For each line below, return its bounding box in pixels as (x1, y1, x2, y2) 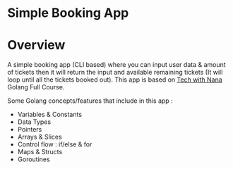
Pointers (17, 125, 42, 134)
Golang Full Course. (7, 83, 65, 92)
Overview (7, 37, 66, 54)
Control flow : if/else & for (17, 140, 92, 149)
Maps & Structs (17, 148, 63, 156)
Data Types (17, 118, 52, 126)
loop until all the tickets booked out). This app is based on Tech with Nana (7, 75, 222, 84)
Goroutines (17, 155, 51, 163)
